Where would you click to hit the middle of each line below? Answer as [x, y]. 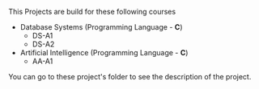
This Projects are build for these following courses [92, 12]
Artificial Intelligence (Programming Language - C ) [104, 53]
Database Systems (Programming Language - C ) [101, 27]
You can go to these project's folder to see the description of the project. [130, 77]
